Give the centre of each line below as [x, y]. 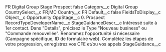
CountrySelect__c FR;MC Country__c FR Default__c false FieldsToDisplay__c [83, 12]
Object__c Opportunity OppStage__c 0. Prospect [55, 17]
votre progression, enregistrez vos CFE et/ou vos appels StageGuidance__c [83, 44]
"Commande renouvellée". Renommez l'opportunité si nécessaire [72, 33]
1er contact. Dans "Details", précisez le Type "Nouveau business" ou [76, 28]
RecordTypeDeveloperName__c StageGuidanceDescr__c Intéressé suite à [81, 23]
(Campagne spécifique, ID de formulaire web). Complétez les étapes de [79, 39]
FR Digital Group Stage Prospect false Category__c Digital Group [71, 7]
